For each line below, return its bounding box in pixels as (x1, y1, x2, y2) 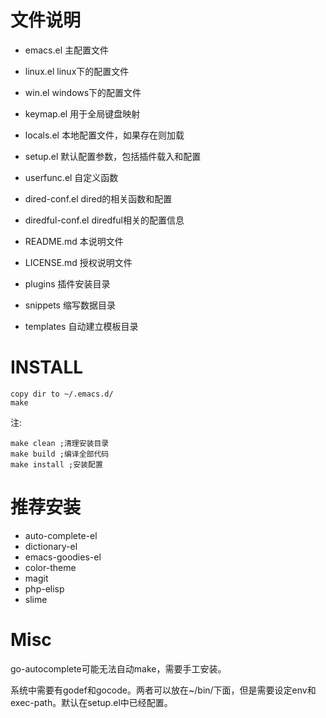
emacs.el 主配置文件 (24, 44, 109, 56)
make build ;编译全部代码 (10, 449, 110, 459)
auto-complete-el (24, 529, 98, 541)
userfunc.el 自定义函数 (24, 171, 119, 183)
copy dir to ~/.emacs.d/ (10, 389, 114, 399)
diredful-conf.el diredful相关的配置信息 (24, 214, 185, 226)
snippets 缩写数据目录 (24, 299, 116, 311)
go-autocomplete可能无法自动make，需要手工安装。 (10, 662, 227, 675)
